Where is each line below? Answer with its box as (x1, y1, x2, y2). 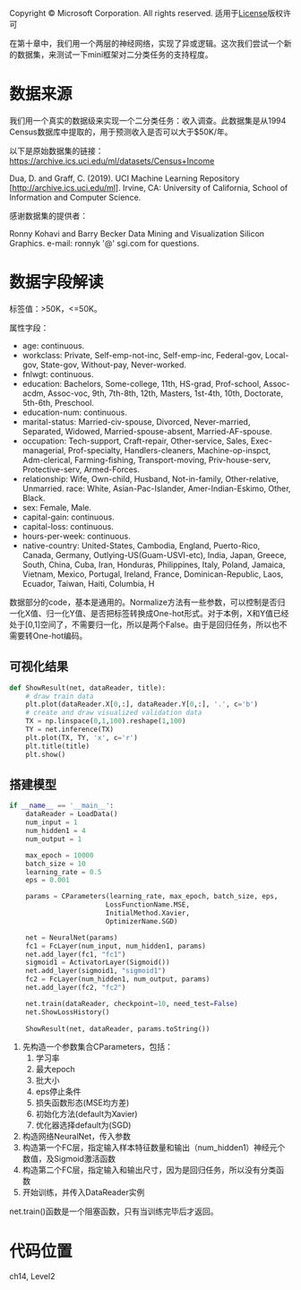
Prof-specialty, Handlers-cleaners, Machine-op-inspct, (67, 444, 271, 455)
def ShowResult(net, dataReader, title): (9, 684, 167, 692)
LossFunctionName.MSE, (105, 900, 191, 909)
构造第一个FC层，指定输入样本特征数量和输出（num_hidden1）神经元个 (21, 1142, 286, 1153)
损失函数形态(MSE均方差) (35, 1097, 130, 1108)
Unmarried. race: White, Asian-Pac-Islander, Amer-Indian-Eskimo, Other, (21, 483, 291, 494)
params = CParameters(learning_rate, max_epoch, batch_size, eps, (25, 892, 279, 901)
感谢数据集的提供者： (9, 210, 88, 221)
